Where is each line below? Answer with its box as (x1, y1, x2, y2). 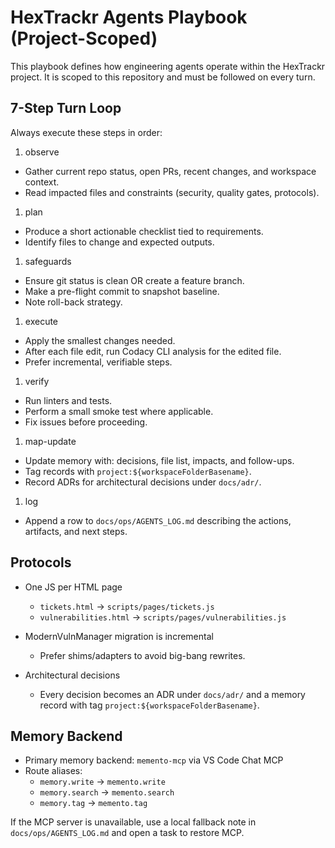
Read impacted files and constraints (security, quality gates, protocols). (24, 186, 320, 198)
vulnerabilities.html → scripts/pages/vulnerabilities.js (39, 611, 287, 623)
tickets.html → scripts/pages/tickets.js (39, 600, 215, 612)
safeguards (24, 255, 72, 267)
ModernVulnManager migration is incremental (24, 630, 214, 642)
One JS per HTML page (24, 581, 123, 593)
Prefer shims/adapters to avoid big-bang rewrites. (39, 649, 246, 661)
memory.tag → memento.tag (39, 797, 148, 809)
